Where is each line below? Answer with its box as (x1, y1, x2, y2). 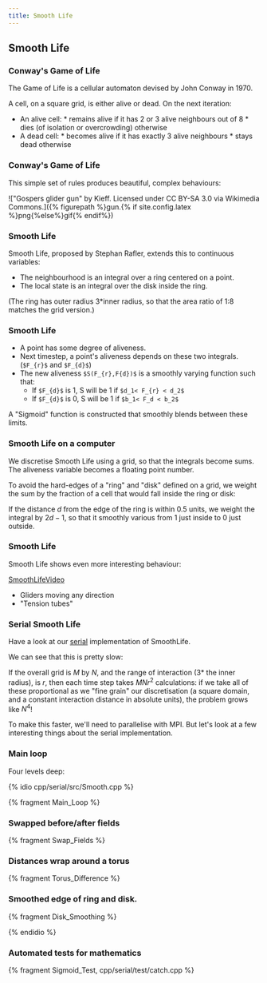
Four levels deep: (8, 766, 65, 776)
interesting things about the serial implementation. (8, 728, 173, 738)
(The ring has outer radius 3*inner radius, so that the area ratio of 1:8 (8, 296, 234, 306)
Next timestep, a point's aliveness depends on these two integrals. (19, 352, 239, 361)
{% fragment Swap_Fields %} (8, 836, 106, 845)
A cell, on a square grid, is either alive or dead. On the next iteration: (8, 99, 233, 109)
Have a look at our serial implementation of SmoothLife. (8, 637, 191, 647)
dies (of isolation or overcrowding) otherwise (19, 123, 167, 133)
